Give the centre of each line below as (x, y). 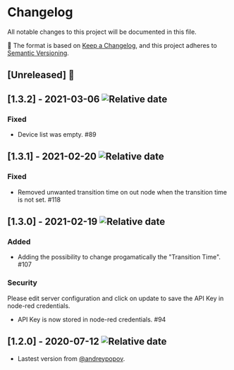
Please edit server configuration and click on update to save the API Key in (116, 298)
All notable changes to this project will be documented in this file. (102, 32)
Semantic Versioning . (38, 53)
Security (22, 283)
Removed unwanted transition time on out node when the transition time (122, 192)
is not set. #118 (39, 199)
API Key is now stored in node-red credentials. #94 (92, 319)
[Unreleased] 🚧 (41, 75)
